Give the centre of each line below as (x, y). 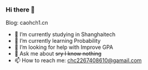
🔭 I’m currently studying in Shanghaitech (65, 34)
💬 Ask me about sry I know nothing (58, 54)
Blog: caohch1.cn (27, 23)
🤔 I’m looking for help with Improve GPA (64, 47)
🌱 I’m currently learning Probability (57, 41)
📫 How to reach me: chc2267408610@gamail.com (78, 60)
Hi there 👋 (21, 10)
